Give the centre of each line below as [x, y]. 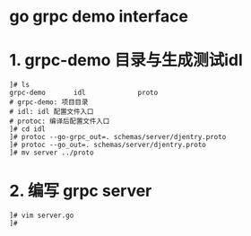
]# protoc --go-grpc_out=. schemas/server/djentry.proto [118, 137]
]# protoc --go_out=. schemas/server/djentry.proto [108, 145]
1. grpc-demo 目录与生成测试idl [126, 61]
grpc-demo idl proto [84, 93]
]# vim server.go [42, 216]
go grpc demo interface [99, 17]
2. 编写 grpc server [81, 191]
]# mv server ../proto [52, 153]
